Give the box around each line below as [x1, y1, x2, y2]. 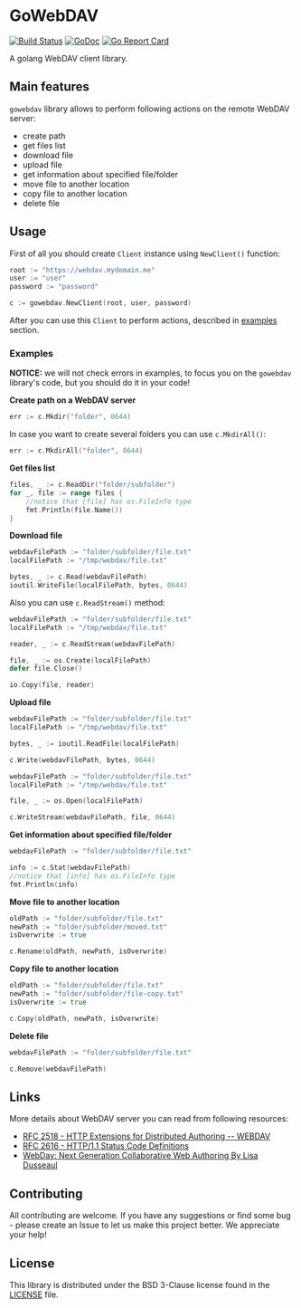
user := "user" [9, 273, 67, 283]
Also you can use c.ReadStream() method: [9, 597, 165, 607]
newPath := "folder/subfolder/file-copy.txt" [9, 989, 183, 998]
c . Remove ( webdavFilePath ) [9, 1065, 107, 1074]
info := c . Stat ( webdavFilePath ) [9, 864, 131, 873]
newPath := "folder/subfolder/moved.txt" [9, 922, 168, 931]
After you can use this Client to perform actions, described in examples [9, 315, 277, 326]
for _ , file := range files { [9, 488, 124, 498]
